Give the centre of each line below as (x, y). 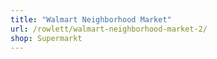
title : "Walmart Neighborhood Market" (91, 19)
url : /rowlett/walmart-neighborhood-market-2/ (109, 29)
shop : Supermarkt (46, 38)
